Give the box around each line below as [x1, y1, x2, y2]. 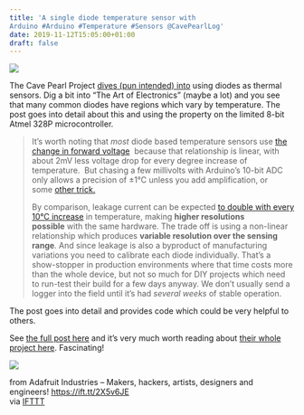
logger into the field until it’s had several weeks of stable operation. [31, 288, 282, 299]
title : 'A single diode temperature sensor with [9, 13, 196, 23]
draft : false [9, 38, 59, 48]
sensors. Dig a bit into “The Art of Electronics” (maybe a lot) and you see [9, 90, 280, 100]
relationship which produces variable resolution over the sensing [31, 231, 279, 241]
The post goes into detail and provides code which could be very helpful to [9, 306, 290, 316]
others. [9, 316, 36, 326]
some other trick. [31, 184, 96, 195]
